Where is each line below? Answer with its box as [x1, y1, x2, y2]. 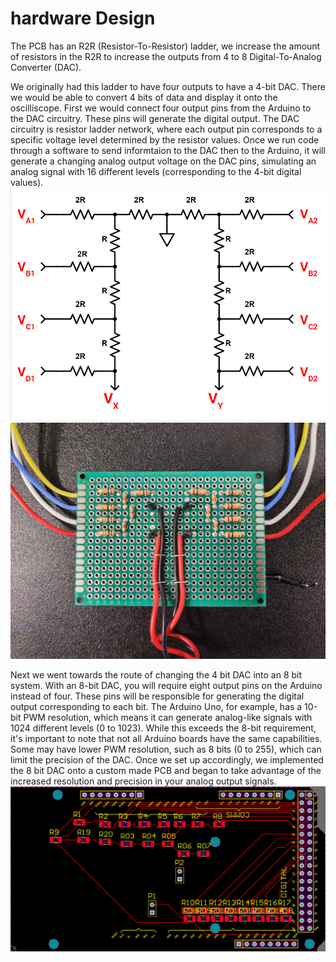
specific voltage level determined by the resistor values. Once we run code [10, 133, 320, 146]
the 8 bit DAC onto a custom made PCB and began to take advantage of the [10, 764, 322, 776]
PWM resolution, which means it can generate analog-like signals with [23, 711, 313, 723]
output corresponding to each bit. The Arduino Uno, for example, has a [10, 700, 303, 712]
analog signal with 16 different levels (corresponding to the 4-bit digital [10, 165, 302, 177]
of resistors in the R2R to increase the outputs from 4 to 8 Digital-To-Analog [10, 50, 322, 62]
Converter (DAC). [10, 61, 82, 73]
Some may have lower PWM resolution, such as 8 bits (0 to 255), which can [10, 743, 322, 755]
